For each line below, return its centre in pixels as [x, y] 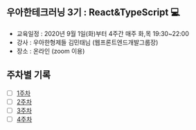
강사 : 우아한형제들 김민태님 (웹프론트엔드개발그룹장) [87, 42]
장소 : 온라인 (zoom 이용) [51, 51]
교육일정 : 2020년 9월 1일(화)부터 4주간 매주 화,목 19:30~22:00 [103, 33]
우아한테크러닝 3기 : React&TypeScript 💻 [93, 13]
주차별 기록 [29, 75]
